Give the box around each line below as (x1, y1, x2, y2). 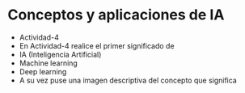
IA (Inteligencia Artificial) (19, 49, 102, 59)
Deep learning (19, 66, 67, 76)
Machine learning (19, 58, 78, 68)
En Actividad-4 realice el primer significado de (19, 40, 175, 50)
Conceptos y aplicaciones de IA (7, 6, 225, 24)
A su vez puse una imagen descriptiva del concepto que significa (19, 75, 238, 85)
